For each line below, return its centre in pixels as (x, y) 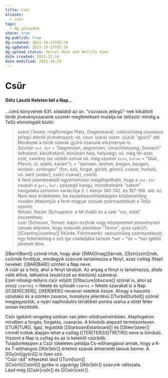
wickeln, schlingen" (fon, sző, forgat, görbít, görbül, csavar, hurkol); (87, 169)
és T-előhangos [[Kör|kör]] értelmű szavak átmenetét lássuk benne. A (77, 348)
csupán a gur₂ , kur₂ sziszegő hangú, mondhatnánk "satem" (79, 185)
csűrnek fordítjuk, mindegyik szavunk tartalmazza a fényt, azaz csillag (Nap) (84, 259)
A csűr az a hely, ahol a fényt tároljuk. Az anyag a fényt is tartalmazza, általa (84, 270)
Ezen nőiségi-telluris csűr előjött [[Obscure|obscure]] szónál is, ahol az (78, 280)
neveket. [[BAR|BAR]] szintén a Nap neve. (48, 264)
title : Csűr (18, 10)
